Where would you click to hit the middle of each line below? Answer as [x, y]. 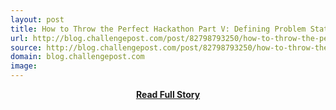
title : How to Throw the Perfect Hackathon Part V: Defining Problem [158, 29]
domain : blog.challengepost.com [77, 57]
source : [26, 47]
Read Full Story [168, 94]
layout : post [37, 19]
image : [24, 66]
